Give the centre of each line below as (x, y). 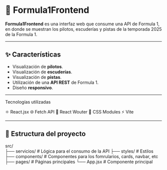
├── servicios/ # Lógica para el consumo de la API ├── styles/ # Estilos (79, 151)
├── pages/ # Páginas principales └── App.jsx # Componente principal (79, 162)
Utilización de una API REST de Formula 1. (55, 82)
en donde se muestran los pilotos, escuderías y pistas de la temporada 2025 (83, 29)
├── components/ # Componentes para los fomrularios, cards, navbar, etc (82, 156)
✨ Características (33, 55)
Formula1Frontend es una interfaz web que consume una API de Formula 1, (83, 24)
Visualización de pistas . (37, 77)
